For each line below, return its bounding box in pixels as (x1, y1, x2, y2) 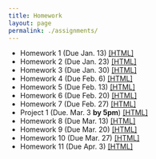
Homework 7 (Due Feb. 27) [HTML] (19, 99, 137, 109)
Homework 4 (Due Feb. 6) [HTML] (19, 74, 134, 84)
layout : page (8, 19, 52, 27)
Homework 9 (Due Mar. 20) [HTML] (19, 125, 138, 134)
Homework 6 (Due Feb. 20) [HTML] (19, 91, 138, 101)
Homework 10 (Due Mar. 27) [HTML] (19, 133, 140, 143)
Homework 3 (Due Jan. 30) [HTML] (19, 66, 138, 75)
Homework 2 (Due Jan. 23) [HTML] (19, 57, 138, 66)
